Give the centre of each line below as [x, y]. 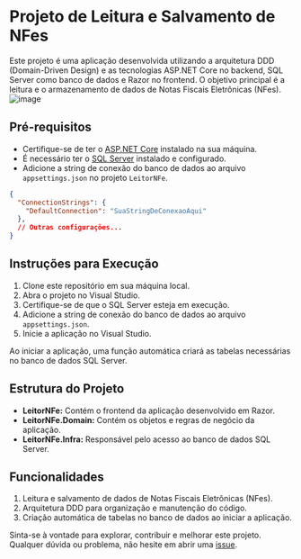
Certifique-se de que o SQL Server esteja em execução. [126, 304]
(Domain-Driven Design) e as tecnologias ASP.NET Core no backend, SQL [146, 70]
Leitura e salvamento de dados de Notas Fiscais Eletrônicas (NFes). [147, 499]
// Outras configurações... [70, 228]
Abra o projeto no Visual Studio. [81, 295]
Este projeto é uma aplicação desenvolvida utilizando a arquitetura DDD [142, 60]
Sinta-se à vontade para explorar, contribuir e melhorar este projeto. [136, 535]
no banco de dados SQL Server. [68, 360]
